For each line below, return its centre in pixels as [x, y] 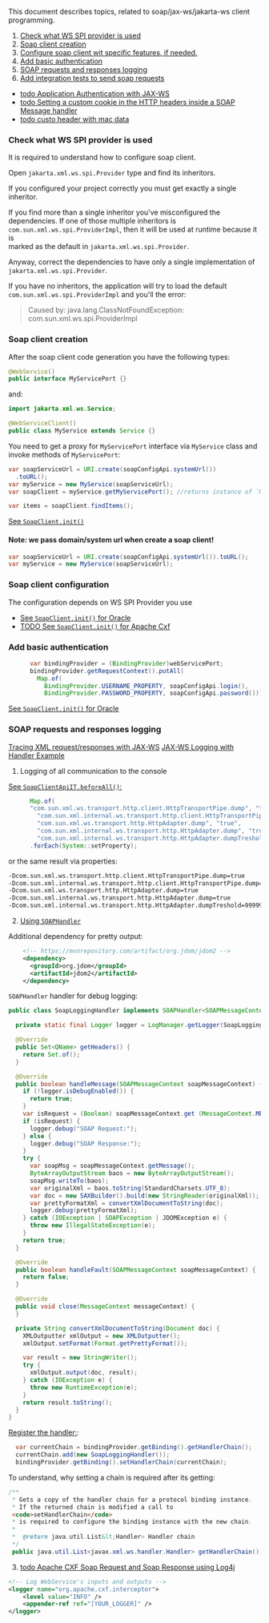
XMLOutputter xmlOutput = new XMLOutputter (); [102, 1336]
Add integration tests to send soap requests [92, 78]
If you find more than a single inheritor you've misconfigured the [114, 212]
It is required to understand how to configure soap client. [102, 157]
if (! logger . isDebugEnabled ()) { [78, 1091]
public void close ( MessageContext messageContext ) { [105, 1307]
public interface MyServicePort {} [68, 379]
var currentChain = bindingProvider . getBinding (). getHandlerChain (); [134, 1448]
